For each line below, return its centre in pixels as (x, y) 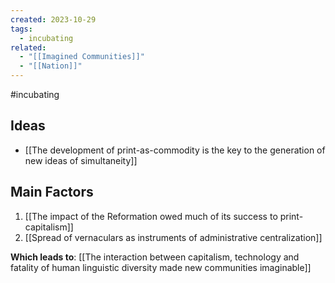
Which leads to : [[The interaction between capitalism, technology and (155, 257)
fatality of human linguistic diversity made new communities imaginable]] (161, 267)
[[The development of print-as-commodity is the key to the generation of (175, 150)
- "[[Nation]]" (51, 66)
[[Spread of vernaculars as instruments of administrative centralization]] (173, 237)
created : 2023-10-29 (53, 19)
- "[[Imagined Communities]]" (82, 57)
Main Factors (52, 192)
